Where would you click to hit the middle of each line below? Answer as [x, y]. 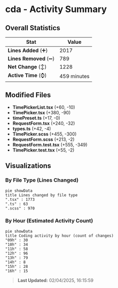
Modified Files [28, 95]
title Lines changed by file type [42, 195]
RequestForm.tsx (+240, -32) [44, 123]
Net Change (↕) [27, 67]
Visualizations [28, 166]
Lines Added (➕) [28, 50]
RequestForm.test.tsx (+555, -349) [50, 145]
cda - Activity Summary [56, 9]
